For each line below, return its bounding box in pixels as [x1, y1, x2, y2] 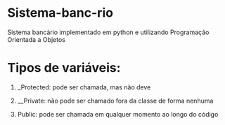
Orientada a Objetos [7, 35, 65, 43]
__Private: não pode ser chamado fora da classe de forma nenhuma [17, 96, 214, 105]
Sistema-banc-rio [7, 5, 114, 21]
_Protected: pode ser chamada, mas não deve [17, 82, 151, 91]
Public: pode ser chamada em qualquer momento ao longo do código [17, 110, 219, 118]
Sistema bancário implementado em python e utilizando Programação [7, 28, 210, 36]
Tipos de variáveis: [7, 60, 121, 76]
